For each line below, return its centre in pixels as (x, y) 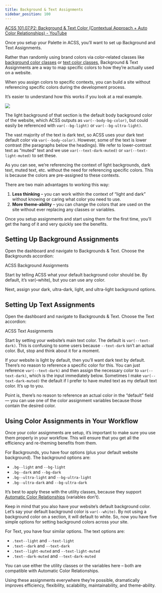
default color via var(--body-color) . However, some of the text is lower (76, 140)
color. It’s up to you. (25, 386)
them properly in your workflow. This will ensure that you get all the (72, 438)
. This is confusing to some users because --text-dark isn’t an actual (85, 346)
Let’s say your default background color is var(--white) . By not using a (76, 511)
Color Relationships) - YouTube (36, 33)
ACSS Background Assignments (37, 266)
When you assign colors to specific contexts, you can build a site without (78, 82)
